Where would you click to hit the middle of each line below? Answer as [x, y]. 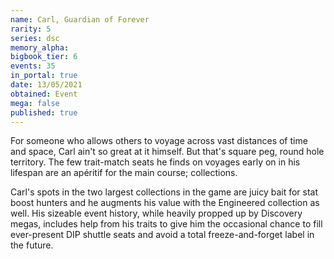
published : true [44, 112]
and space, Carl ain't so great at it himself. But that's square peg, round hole [167, 152]
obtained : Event [44, 94]
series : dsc [35, 38]
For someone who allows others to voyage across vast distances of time [159, 141]
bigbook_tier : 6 [44, 57]
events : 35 [33, 66]
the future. [32, 245]
